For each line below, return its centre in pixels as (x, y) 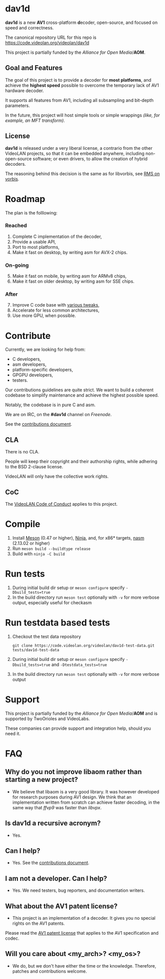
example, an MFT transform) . (35, 120)
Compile (23, 524)
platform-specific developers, (43, 370)
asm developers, (29, 364)
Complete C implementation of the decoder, (57, 236)
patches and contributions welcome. (50, 971)
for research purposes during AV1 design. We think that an (72, 797)
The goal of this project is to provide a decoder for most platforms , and (78, 80)
